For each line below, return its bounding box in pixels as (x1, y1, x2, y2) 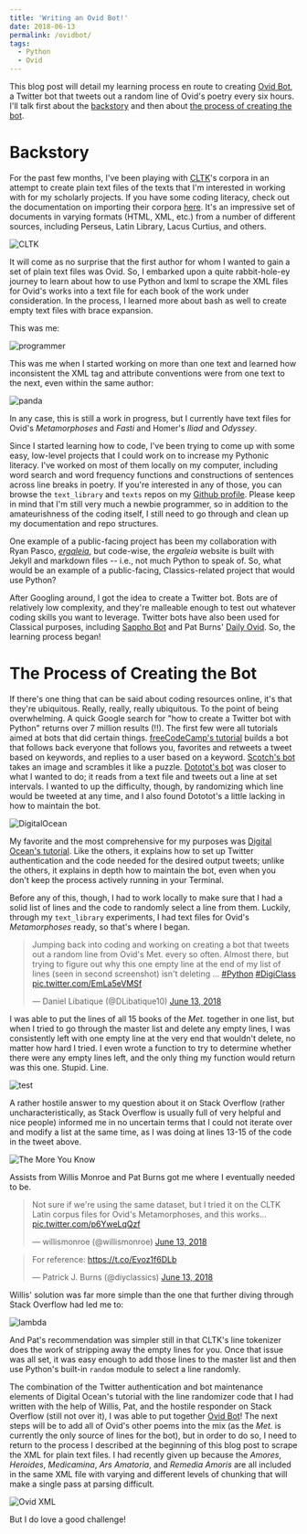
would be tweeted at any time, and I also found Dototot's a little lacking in (9, 790, 286, 801)
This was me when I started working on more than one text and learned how (9, 357, 297, 368)
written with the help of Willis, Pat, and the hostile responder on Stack (9, 1401, 272, 1411)
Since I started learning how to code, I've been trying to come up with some (9, 440, 295, 451)
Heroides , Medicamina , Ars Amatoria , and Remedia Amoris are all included (9, 1459, 292, 1470)
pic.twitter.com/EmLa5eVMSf (31, 977, 143, 988)
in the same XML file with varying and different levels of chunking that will (9, 1468, 288, 1479)
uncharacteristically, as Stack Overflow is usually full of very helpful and (9, 1107, 281, 1118)
